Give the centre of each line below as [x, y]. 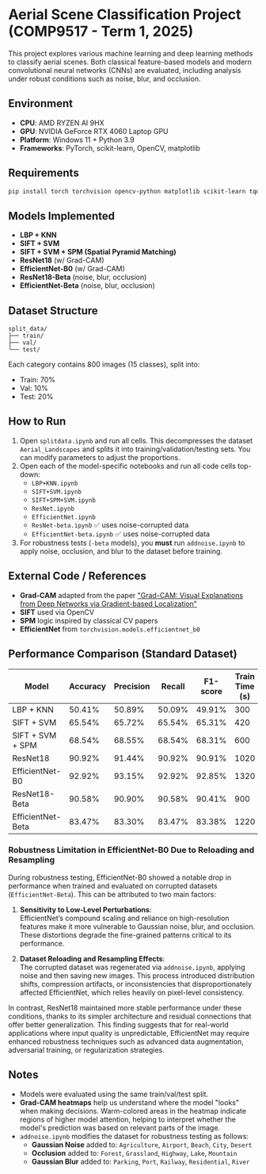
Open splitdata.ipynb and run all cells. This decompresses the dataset [136, 440]
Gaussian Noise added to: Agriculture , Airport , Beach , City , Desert [142, 1145]
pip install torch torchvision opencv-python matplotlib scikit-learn [127, 191]
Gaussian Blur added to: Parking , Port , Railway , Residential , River [141, 1161]
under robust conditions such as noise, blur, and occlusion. [104, 79]
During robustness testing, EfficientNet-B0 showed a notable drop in [120, 877]
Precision [132, 686]
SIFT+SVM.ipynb [56, 492]
